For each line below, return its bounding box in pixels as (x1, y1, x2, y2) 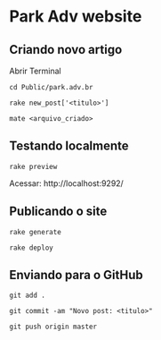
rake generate (9, 227, 62, 236)
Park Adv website (9, 6, 142, 27)
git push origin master (9, 322, 98, 332)
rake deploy (9, 243, 53, 252)
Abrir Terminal (9, 65, 62, 76)
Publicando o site (9, 204, 108, 219)
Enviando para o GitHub (9, 268, 144, 283)
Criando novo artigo (9, 42, 123, 57)
